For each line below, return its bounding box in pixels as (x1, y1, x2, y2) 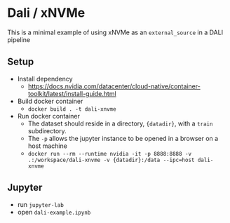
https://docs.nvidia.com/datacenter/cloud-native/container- (27, 82, 201, 90)
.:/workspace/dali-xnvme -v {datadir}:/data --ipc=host (27, 156, 195, 163)
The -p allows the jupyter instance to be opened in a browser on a (27, 134, 219, 142)
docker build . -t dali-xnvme (27, 105, 117, 113)
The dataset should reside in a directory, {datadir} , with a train (27, 119, 213, 128)
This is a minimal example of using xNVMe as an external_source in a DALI (7, 28, 223, 36)
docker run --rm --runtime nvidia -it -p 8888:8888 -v (27, 150, 191, 157)
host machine (27, 142, 68, 150)
